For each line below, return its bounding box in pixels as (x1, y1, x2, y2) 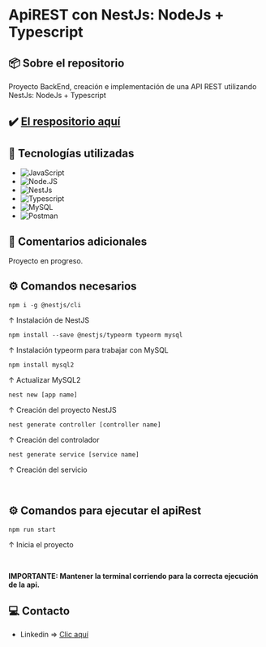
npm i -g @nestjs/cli (8, 301, 82, 309)
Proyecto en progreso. (8, 256, 84, 266)
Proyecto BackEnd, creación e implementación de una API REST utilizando (8, 82, 257, 91)
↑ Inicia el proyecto (8, 539, 75, 549)
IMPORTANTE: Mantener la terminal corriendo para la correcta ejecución (8, 571, 259, 581)
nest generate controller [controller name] (8, 420, 161, 429)
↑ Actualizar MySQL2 (8, 375, 81, 384)
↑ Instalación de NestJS (8, 315, 90, 325)
